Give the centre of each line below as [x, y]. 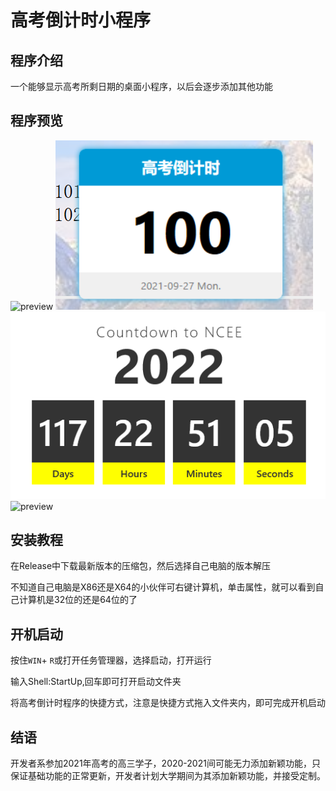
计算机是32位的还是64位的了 [78, 600]
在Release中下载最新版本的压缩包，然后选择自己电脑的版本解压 [141, 566]
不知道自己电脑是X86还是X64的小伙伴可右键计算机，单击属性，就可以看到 [163, 587]
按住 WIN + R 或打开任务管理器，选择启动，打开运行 [111, 660]
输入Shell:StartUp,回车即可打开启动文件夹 [96, 682]
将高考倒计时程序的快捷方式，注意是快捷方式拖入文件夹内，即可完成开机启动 [168, 703]
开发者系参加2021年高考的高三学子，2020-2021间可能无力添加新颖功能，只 [165, 763]
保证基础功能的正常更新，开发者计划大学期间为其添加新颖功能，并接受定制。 [168, 776]
